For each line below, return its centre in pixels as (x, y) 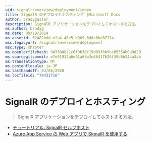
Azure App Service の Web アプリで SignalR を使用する (70, 133)
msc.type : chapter (24, 47)
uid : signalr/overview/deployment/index (48, 10)
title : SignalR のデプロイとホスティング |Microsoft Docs (63, 15)
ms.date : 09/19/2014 (27, 33)
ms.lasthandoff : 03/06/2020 (35, 71)
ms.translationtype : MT (30, 61)
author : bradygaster (27, 19)
